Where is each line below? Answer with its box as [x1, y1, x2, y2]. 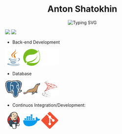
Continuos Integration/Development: [12, 102, 86, 108]
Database [12, 70, 32, 76]
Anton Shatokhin [47, 3, 118, 15]
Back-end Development [12, 39, 60, 45]
